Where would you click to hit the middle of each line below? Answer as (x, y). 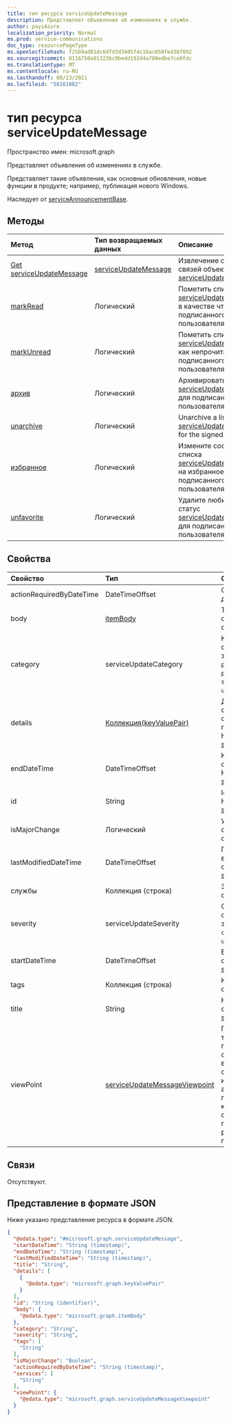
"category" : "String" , (46, 1329)
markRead (27, 306)
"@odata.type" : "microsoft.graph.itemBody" (83, 1316)
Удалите (192, 500)
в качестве (197, 306)
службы (24, 891)
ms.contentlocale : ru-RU (43, 71)
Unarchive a (198, 417)
